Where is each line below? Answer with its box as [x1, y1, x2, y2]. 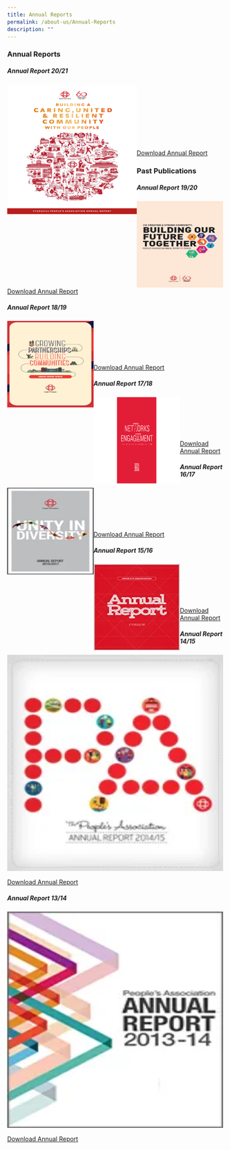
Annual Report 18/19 [7, 303, 67, 311]
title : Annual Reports [7, 11, 73, 18]
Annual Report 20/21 [7, 66, 68, 75]
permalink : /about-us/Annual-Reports [7, 18, 116, 26]
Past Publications [137, 166, 197, 176]
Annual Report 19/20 [137, 183, 198, 192]
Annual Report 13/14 [7, 893, 67, 902]
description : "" [7, 26, 54, 33]
